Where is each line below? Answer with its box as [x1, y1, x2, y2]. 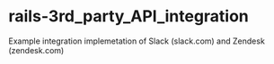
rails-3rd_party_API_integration [8, 6, 249, 27]
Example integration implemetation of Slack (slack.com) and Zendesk [8, 36, 266, 46]
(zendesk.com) [8, 44, 65, 55]
